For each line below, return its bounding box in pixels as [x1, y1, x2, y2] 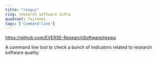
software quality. [5, 50, 40, 56]
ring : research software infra [5, 12, 71, 17]
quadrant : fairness [5, 16, 46, 21]
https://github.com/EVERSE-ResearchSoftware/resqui [5, 35, 116, 41]
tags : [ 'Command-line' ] [5, 21, 55, 26]
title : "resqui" [5, 7, 39, 12]
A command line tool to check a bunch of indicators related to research [5, 44, 152, 50]
